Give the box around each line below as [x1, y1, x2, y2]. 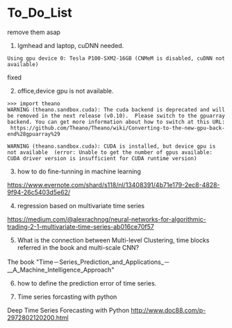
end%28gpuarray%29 [7, 130, 60, 137]
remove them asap [7, 28, 61, 36]
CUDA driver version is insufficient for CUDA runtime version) [7, 155, 197, 162]
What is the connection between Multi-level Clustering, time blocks [17, 235, 210, 244]
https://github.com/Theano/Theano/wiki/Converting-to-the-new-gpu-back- [10, 124, 226, 132]
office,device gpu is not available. [17, 86, 114, 95]
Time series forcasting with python [17, 292, 117, 301]
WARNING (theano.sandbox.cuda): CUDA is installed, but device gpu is [7, 143, 216, 150]
